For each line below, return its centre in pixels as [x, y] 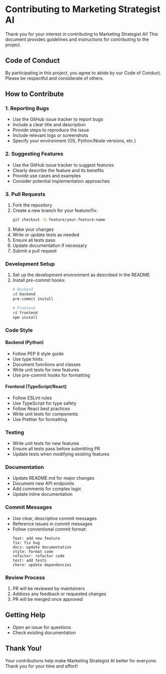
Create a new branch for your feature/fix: [55, 211]
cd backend [24, 294]
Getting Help [25, 615]
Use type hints [27, 359]
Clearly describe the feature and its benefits [58, 170]
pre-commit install [33, 299]
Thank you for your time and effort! [41, 666]
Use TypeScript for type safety [45, 403]
